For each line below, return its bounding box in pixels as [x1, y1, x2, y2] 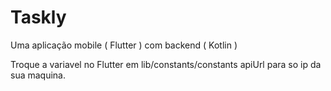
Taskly [10, 6, 67, 29]
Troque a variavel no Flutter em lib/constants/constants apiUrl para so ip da [10, 58, 322, 70]
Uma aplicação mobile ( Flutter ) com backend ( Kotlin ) [10, 39, 238, 51]
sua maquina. [10, 69, 66, 81]
